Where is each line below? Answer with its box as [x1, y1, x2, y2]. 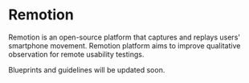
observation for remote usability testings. [8, 49, 145, 59]
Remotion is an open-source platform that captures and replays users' [8, 32, 241, 42]
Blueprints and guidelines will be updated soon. [8, 64, 165, 74]
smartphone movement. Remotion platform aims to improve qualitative [8, 40, 241, 50]
